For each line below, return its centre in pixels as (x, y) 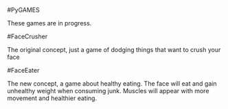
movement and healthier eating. (52, 98)
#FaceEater (23, 70)
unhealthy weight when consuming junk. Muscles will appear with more (108, 91)
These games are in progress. (49, 23)
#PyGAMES (23, 10)
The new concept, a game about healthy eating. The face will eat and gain (112, 84)
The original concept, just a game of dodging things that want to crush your (114, 50)
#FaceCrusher (27, 36)
